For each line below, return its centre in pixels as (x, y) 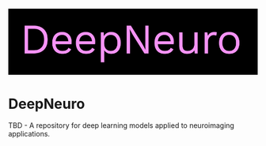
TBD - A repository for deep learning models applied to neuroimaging (122, 125)
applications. (29, 134)
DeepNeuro (47, 104)
